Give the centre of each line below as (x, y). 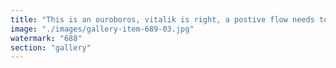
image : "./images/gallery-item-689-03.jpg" (102, 29)
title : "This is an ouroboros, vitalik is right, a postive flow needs (162, 19)
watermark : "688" (46, 38)
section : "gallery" (51, 47)
